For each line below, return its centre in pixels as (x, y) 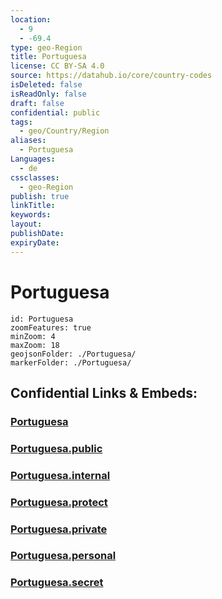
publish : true (40, 196)
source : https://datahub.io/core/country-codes (111, 76)
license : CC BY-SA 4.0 (57, 66)
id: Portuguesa (42, 319)
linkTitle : (33, 206)
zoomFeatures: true (51, 327)
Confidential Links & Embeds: (104, 392)
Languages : (33, 159)
